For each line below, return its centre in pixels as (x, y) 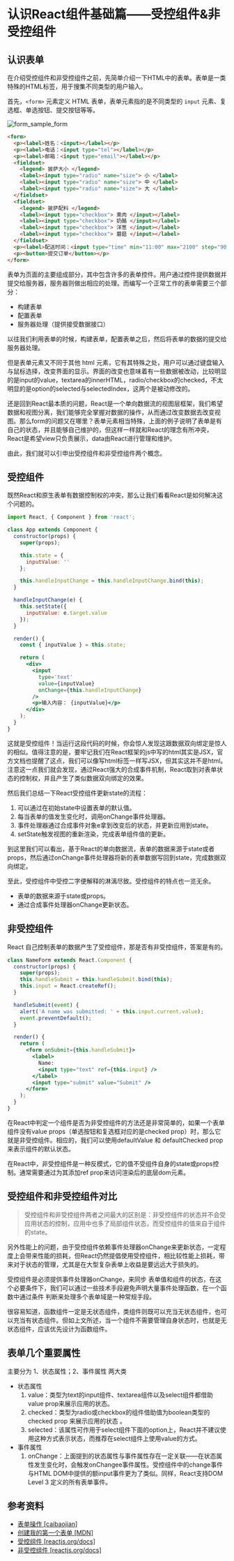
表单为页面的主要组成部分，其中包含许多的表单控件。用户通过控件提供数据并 (117, 274)
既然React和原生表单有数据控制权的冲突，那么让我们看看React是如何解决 (112, 495)
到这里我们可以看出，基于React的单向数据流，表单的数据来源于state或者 (111, 849)
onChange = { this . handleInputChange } (89, 690)
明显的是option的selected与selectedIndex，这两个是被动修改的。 (101, 389)
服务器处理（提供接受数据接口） (63, 324)
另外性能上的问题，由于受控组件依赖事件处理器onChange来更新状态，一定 (114, 1247)
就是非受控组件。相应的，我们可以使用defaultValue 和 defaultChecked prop (115, 1140)
